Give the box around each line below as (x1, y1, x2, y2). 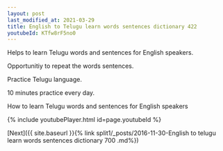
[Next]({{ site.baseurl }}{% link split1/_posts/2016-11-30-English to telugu (7, 129, 217, 137)
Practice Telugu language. (7, 75, 82, 84)
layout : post (7, 10, 45, 17)
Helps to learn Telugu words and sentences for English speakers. (7, 48, 194, 57)
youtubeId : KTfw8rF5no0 (7, 29, 76, 37)
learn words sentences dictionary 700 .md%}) (7, 136, 139, 145)
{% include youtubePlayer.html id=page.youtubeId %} (7, 116, 162, 124)
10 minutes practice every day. (7, 89, 95, 97)
